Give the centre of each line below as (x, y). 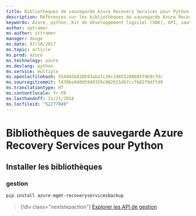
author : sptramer (27, 28)
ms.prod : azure (24, 55)
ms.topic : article (28, 50)
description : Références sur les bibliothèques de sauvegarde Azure (91, 17)
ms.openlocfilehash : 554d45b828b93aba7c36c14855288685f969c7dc (85, 77)
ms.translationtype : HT (35, 88)
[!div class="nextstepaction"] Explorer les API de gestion (89, 207)
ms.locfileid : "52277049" (37, 104)
